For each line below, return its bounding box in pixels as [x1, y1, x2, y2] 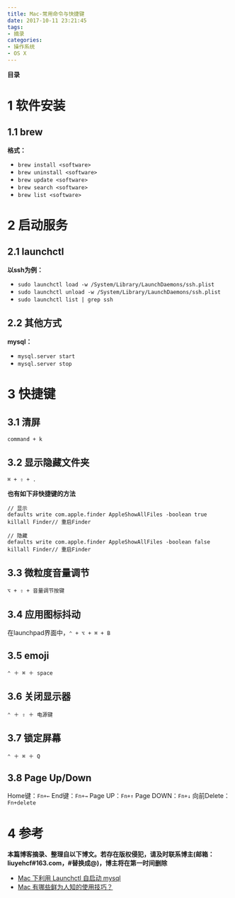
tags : [7, 23, 23, 30]
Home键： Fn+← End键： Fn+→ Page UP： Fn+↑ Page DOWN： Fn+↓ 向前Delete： [7, 792, 230, 800]
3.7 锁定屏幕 [7, 732, 62, 744]
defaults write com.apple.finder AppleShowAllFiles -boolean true [7, 511, 207, 518]
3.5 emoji [7, 649, 50, 661]
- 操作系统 [7, 43, 35, 50]
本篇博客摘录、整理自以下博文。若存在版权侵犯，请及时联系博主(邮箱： [7, 850, 214, 858]
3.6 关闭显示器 [7, 690, 71, 702]
